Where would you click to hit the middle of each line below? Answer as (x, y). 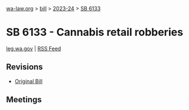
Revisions (25, 67)
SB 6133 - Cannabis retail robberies (95, 32)
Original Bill (29, 81)
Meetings (24, 100)
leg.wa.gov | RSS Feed (34, 48)
